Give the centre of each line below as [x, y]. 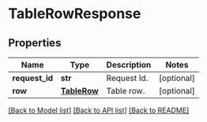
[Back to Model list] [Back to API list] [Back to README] [99, 110]
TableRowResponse [75, 14]
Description [129, 65]
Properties [35, 43]
